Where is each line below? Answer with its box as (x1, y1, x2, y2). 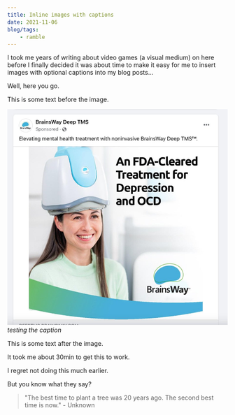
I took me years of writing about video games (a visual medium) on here (7, 53, 215, 62)
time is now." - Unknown (24, 401, 95, 409)
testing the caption (7, 326, 62, 335)
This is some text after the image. (7, 340, 104, 348)
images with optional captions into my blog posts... (7, 68, 154, 77)
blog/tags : (7, 26, 39, 33)
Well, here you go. (7, 82, 59, 90)
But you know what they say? (7, 380, 92, 388)
